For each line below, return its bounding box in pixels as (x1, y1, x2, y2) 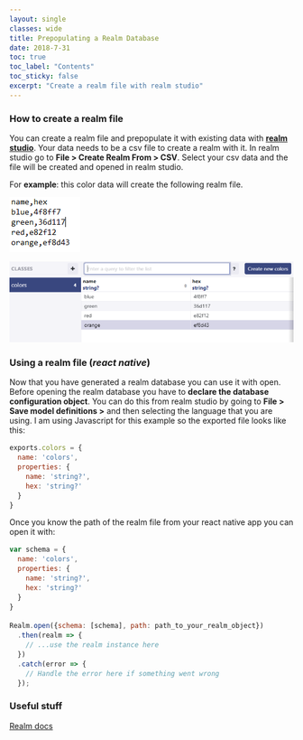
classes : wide (9, 23, 63, 33)
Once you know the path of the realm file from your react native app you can (9, 517, 294, 528)
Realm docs (9, 720, 53, 731)
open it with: (9, 527, 56, 538)
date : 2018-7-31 (9, 43, 70, 52)
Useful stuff (9, 700, 63, 713)
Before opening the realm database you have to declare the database (9, 387, 269, 398)
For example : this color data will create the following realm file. (9, 179, 243, 190)
